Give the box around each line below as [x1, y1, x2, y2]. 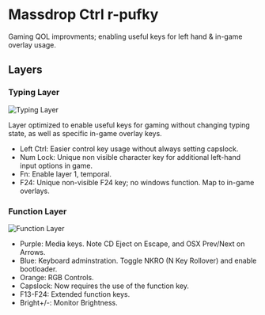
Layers [8, 63, 43, 77]
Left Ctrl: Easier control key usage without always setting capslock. [19, 144, 239, 154]
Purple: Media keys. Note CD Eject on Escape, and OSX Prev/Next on [19, 239, 245, 249]
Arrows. [19, 247, 46, 256]
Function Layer [8, 206, 67, 217]
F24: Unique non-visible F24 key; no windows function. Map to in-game [19, 177, 255, 187]
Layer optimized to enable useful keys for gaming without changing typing [8, 120, 251, 130]
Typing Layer [8, 87, 60, 98]
